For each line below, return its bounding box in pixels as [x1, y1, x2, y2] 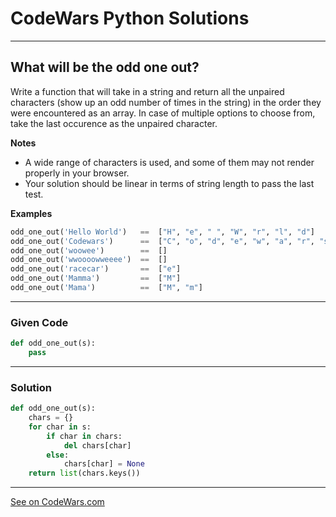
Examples [10, 207, 53, 219]
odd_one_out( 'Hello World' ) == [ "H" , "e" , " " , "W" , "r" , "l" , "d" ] [10, 227, 315, 237]
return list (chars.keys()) [28, 468, 141, 479]
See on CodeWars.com [10, 496, 105, 508]
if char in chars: [46, 431, 123, 441]
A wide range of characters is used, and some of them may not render [24, 156, 315, 168]
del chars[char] [63, 440, 132, 451]
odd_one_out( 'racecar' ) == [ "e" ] [10, 264, 182, 274]
